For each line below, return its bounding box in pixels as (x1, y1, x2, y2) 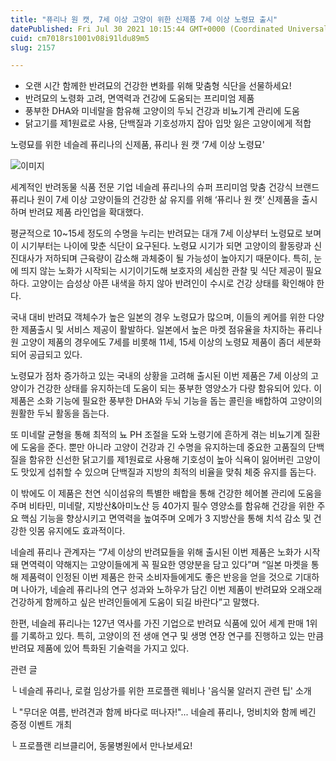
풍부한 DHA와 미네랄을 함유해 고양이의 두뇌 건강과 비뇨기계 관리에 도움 (24, 105, 300, 117)
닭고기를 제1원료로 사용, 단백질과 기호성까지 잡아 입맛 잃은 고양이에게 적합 (24, 117, 312, 130)
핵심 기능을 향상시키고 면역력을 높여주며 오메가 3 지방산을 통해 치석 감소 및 (20, 512, 312, 525)
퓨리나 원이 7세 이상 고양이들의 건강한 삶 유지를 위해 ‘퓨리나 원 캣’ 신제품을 (10, 194, 300, 206)
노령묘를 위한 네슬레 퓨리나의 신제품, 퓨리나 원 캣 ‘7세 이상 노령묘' (10, 139, 265, 151)
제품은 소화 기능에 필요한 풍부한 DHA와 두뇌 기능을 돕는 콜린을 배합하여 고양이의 (10, 395, 323, 407)
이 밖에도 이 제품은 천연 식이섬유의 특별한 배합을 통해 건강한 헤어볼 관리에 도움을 (10, 487, 323, 500)
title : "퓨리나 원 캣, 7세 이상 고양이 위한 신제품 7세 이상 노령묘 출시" (10, 14, 278, 25)
